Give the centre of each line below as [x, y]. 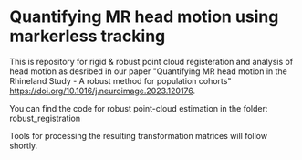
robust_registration [45, 118]
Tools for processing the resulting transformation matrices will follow [138, 135]
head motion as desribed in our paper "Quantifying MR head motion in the [148, 71]
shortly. [24, 145]
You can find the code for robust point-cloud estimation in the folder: [139, 108]
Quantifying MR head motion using [144, 17]
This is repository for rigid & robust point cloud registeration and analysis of [151, 61]
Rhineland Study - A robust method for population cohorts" [120, 80]
